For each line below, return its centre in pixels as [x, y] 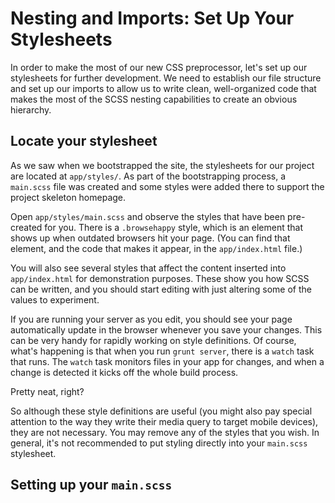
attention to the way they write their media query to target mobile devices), [164, 421]
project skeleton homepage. [68, 197]
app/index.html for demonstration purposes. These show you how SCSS [160, 278]
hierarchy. [31, 109]
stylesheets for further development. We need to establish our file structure [166, 78]
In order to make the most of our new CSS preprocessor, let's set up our [159, 67]
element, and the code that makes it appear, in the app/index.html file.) [156, 248]
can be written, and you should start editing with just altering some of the [161, 289]
